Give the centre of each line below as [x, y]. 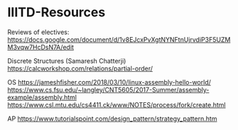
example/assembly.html [42, 97]
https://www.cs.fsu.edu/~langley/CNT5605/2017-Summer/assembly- [108, 90]
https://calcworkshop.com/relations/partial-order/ [80, 68]
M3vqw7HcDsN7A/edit [41, 47]
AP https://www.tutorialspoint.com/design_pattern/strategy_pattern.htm [112, 119]
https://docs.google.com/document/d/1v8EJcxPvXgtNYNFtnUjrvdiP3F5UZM [119, 39]
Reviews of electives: [38, 32]
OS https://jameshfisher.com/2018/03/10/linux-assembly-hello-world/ [109, 82]
